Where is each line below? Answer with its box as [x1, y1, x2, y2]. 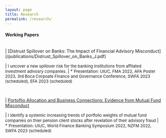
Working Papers [5, 32, 39, 38]
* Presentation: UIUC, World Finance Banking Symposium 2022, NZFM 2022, [5, 122, 152, 129]
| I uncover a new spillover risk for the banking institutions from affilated [5, 63, 142, 69]
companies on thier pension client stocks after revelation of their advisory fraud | [5, 117, 159, 123]
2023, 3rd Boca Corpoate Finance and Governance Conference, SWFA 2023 [5, 73, 150, 79]
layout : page [5, 7, 32, 12]
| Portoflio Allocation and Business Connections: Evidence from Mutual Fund [5, 97, 161, 103]
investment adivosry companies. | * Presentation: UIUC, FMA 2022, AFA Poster [5, 68, 156, 74]
